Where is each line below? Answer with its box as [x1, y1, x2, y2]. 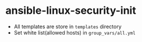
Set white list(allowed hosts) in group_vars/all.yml [13, 29, 136, 36]
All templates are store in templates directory [13, 23, 122, 30]
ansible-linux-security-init [5, 4, 136, 17]
